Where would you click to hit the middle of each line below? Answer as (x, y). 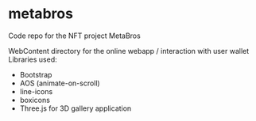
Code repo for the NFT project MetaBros (74, 36)
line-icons (36, 91)
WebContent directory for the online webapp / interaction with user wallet (129, 51)
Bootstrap (36, 74)
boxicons (35, 100)
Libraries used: (33, 59)
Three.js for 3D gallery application (76, 108)
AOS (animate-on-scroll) (60, 83)
